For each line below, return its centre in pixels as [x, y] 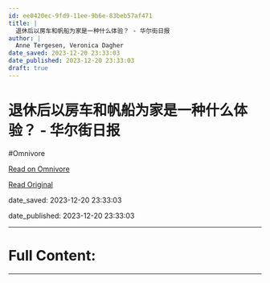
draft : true [28, 68]
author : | [25, 38]
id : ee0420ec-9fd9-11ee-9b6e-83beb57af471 [80, 16]
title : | [23, 23]
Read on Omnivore [39, 169]
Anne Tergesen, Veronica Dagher [70, 46]
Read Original [31, 184]
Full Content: [52, 255]
